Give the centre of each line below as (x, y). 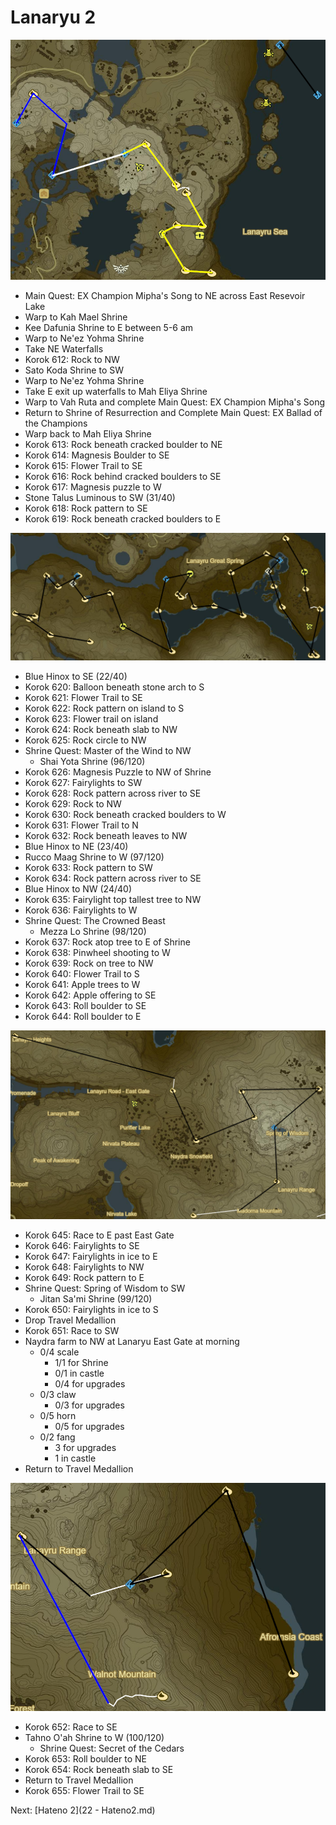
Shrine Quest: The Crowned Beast (95, 920)
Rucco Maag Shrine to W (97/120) (94, 857)
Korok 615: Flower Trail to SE (83, 465)
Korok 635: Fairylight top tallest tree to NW (113, 899)
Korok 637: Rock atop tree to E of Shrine (107, 942)
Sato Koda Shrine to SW (74, 370)
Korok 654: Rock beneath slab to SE (99, 1770)
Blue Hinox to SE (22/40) (76, 676)
